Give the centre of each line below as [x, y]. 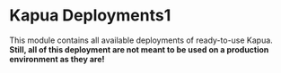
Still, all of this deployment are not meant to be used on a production [139, 49]
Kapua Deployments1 [90, 16]
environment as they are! [57, 59]
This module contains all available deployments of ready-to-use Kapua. [141, 40]
